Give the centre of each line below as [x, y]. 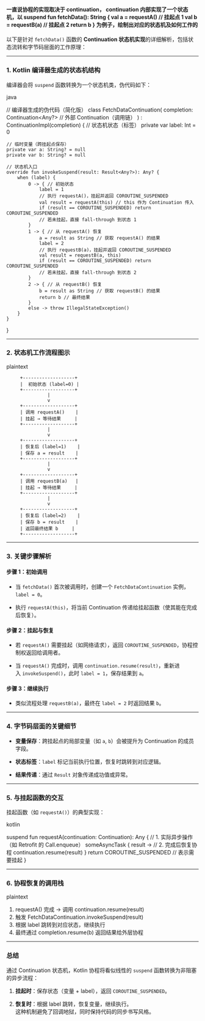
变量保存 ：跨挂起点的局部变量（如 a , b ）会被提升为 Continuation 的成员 [104, 740]
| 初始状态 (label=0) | [49, 384]
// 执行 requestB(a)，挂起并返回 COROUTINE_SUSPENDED [105, 250]
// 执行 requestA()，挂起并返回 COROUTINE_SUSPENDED [104, 196]
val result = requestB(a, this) [80, 255]
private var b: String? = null [46, 155]
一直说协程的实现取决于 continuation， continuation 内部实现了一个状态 [97, 9]
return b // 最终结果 [64, 297]
